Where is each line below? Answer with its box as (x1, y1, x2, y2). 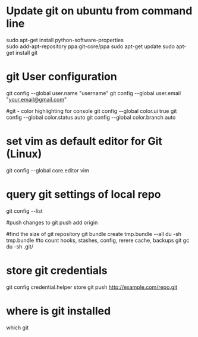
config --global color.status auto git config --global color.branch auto (6, 114, 176, 121)
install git (15, 49, 38, 56)
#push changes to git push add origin (6, 219, 98, 226)
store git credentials (6, 263, 108, 277)
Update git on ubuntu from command (6, 4, 193, 18)
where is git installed (6, 304, 111, 317)
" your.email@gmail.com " (6, 96, 67, 103)
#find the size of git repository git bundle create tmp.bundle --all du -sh (6, 230, 182, 237)
